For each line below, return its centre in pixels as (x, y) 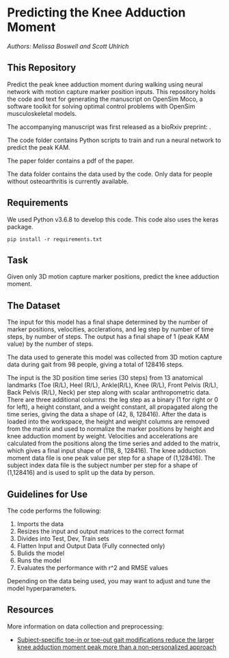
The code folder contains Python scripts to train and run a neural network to (114, 140)
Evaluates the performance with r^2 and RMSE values (93, 568)
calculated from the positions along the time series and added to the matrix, (114, 443)
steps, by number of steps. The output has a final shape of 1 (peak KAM (108, 337)
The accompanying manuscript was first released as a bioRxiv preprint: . (109, 127)
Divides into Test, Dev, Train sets (63, 539)
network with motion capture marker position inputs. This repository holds (111, 91)
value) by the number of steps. (50, 344)
